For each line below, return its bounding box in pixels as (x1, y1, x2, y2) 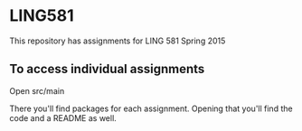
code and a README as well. (9, 112, 118, 123)
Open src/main (9, 85, 65, 96)
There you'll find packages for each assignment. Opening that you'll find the (9, 103, 293, 114)
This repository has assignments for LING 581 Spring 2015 (9, 35, 226, 46)
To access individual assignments (9, 61, 205, 77)
